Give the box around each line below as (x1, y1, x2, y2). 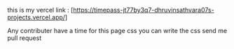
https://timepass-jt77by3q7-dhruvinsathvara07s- (73, 6, 215, 14)
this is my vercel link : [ (7, 6, 74, 14)
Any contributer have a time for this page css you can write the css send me (7, 27, 228, 35)
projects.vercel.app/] (7, 13, 68, 21)
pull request (7, 34, 42, 42)
